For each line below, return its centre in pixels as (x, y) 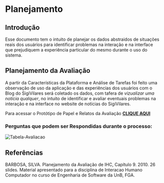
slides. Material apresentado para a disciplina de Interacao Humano (74, 170)
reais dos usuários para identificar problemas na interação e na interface (79, 45)
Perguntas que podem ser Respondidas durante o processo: (79, 126)
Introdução (22, 28)
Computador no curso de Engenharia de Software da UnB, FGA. (70, 175)
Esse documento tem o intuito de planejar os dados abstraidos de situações (82, 39)
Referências (24, 152)
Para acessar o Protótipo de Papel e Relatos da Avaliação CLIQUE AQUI (78, 113)
